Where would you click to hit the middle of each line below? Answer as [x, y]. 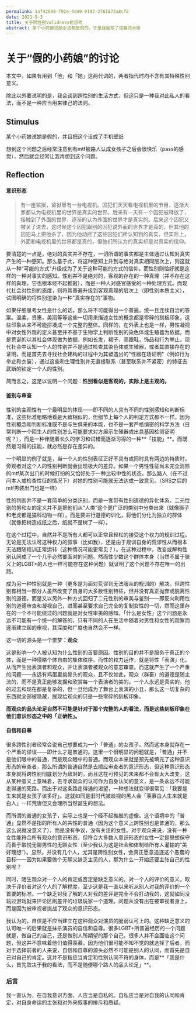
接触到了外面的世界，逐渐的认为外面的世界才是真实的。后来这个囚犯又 [105, 219]
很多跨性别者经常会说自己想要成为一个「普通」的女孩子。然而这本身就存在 [95, 745]
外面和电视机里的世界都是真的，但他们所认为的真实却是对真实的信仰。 [105, 241]
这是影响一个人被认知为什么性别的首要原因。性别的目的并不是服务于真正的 [95, 652]
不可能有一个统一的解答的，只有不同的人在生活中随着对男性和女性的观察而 [100, 620]
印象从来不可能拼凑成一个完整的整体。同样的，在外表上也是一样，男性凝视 [100, 325]
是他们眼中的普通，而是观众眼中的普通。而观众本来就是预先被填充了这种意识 [98, 759]
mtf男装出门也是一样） [33, 488]
